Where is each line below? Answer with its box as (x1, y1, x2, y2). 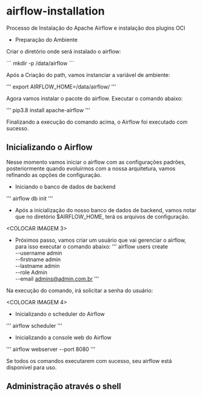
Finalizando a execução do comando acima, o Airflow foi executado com (6, 118, 188, 125)
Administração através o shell (6, 381, 121, 392)
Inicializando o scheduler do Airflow (15, 310, 105, 318)
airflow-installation (6, 4, 105, 18)
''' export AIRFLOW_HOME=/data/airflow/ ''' (6, 83, 116, 90)
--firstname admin (15, 256, 61, 263)
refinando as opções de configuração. (6, 171, 102, 178)
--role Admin (15, 269, 47, 276)
